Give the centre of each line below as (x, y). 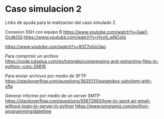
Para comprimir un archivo (32, 56)
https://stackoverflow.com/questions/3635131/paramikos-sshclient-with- (79, 81)
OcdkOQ (14, 37)
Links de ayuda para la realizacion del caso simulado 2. (61, 22)
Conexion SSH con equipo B (34, 32)
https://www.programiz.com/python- (112, 106)
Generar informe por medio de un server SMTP (53, 96)
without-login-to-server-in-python (40, 106)
